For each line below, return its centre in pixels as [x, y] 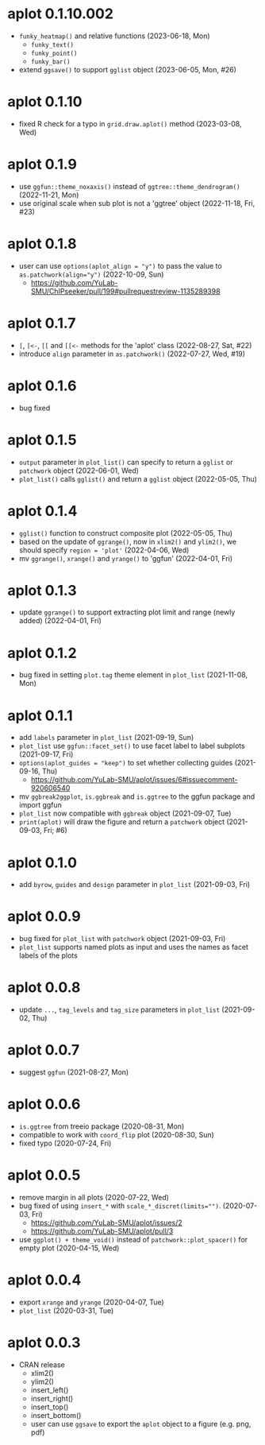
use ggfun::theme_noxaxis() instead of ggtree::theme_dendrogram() [129, 186]
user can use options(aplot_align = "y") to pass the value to [121, 265]
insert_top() [50, 1407]
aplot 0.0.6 [44, 1104]
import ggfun [40, 805]
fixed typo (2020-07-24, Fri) [65, 1143]
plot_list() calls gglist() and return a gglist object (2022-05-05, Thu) [138, 478]
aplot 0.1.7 [42, 323]
